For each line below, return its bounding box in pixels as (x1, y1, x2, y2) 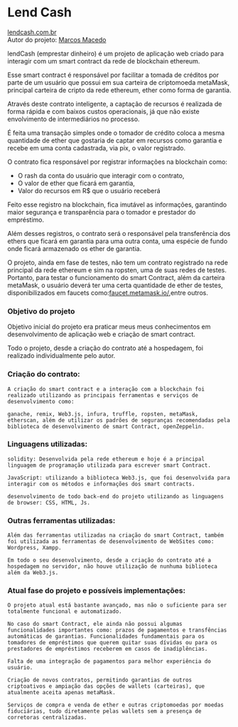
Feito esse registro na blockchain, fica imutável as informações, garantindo (7, 200, 227, 209)
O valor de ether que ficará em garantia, (17, 179, 135, 187)
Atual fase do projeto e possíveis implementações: (7, 586, 186, 596)
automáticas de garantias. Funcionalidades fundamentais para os (7, 633, 205, 640)
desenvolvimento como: (7, 398, 75, 405)
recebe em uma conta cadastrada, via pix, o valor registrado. (7, 143, 186, 152)
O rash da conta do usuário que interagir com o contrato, (17, 171, 185, 180)
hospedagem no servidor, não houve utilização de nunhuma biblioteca (7, 563, 218, 570)
